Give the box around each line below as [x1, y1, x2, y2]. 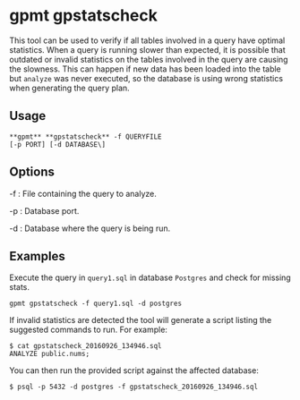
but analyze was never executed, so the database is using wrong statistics [9, 72, 284, 83]
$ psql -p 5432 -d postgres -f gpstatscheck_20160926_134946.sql [9, 382, 258, 392]
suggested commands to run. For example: [9, 324, 168, 336]
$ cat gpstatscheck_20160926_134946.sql [9, 342, 163, 351]
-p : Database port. [9, 205, 80, 216]
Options [9, 165, 56, 180]
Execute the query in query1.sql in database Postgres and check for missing [9, 272, 291, 283]
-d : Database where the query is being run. [9, 223, 171, 234]
